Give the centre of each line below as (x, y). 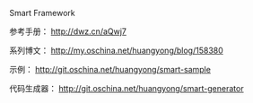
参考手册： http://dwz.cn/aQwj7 (68, 31)
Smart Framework (43, 13)
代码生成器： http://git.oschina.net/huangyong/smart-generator (126, 88)
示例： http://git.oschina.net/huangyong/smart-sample (110, 69)
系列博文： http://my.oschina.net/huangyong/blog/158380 (117, 50)
